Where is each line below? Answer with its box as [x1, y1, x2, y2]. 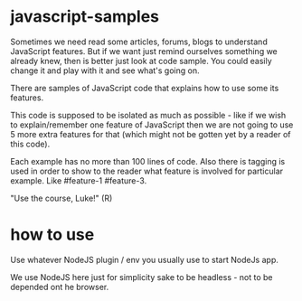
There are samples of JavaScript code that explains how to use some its [10, 82, 279, 93]
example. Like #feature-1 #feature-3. [10, 174, 147, 186]
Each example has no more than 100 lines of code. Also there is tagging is [10, 155, 286, 166]
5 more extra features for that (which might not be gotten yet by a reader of [10, 128, 291, 139]
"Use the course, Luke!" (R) [10, 193, 113, 203]
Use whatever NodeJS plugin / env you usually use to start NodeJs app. [10, 254, 278, 265]
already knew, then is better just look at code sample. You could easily [10, 55, 272, 66]
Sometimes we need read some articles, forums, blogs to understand [10, 36, 268, 47]
